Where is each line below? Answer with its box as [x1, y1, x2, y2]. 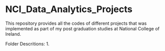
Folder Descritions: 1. [5, 40, 50, 46]
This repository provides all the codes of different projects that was [5, 20, 147, 26]
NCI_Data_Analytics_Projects [5, 4, 133, 15]
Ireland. [5, 31, 21, 37]
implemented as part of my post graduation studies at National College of [5, 25, 160, 31]
